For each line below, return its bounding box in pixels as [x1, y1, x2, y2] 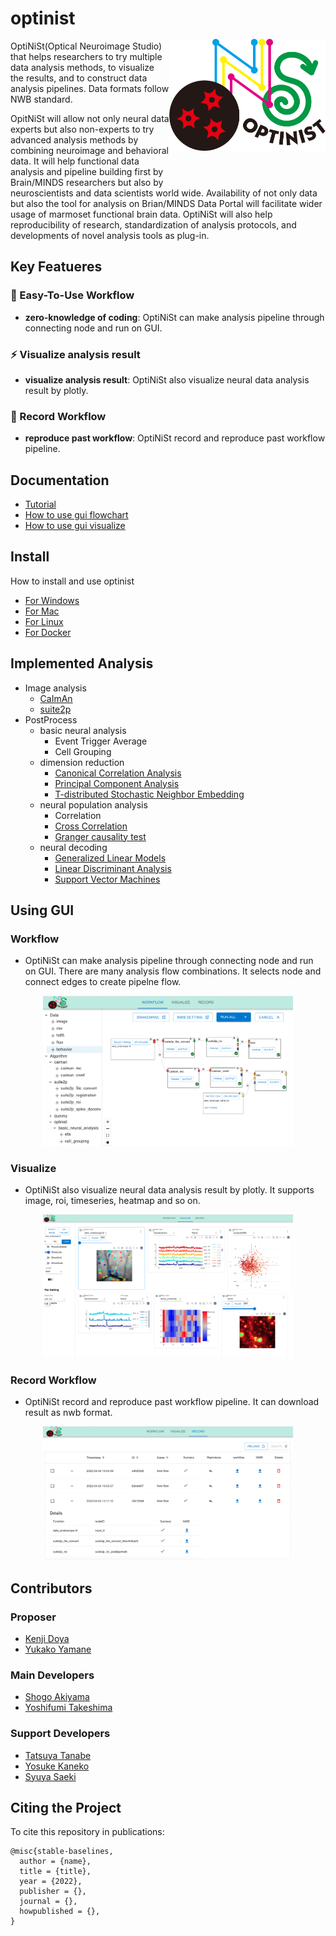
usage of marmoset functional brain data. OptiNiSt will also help [10, 208, 273, 220]
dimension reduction [39, 756, 125, 768]
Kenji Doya [24, 1633, 70, 1645]
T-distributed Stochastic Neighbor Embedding [54, 788, 245, 800]
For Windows [24, 594, 80, 606]
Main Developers [10, 1668, 95, 1682]
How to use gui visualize [24, 520, 126, 532]
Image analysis [24, 682, 87, 694]
